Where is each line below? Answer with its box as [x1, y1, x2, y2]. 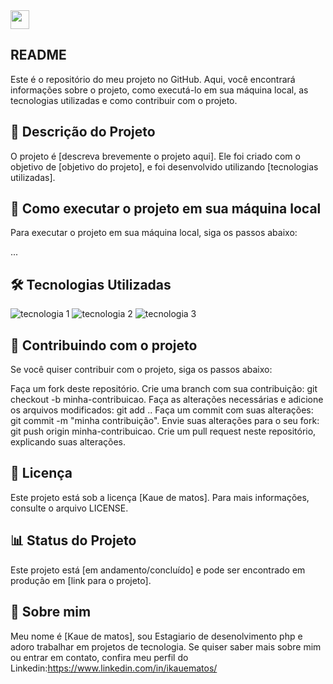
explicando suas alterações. [10, 436, 127, 448]
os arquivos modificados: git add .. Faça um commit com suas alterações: [10, 404, 314, 416]
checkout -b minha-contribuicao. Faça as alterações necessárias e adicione [10, 394, 324, 406]
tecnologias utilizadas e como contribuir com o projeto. [10, 94, 238, 106]
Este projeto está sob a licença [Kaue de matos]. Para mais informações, [10, 491, 310, 503]
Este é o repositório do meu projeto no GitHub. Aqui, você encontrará [10, 73, 296, 85]
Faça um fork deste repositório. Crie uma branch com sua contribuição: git [10, 383, 318, 395]
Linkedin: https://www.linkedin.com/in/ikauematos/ [10, 662, 218, 674]
